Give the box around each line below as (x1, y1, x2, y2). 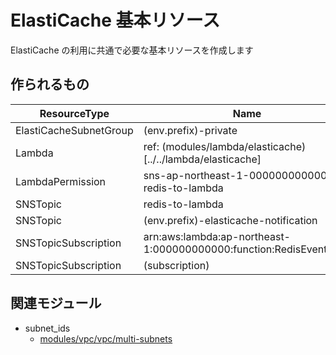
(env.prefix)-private (143, 123, 238, 137)
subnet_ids (24, 322, 71, 334)
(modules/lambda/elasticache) (161, 139, 307, 153)
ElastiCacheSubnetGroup (15, 123, 134, 137)
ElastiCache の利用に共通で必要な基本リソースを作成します (10, 44, 254, 56)
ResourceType (39, 106, 110, 120)
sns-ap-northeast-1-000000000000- (143, 168, 334, 182)
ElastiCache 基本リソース (10, 9, 221, 32)
